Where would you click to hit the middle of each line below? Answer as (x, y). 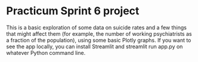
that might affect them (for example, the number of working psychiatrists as (99, 33)
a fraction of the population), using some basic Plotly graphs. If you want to (99, 40)
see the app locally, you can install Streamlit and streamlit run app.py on (95, 46)
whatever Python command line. (46, 52)
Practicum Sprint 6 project (73, 11)
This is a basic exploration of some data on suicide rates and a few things (96, 27)
